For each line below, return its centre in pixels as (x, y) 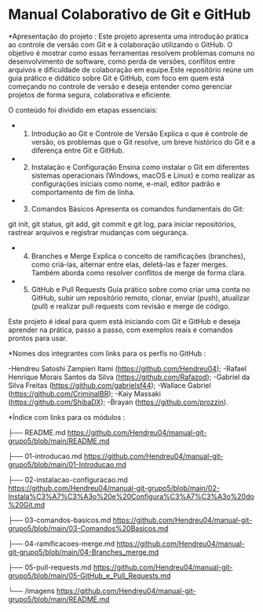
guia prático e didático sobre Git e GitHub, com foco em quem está (117, 78)
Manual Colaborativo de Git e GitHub (130, 15)
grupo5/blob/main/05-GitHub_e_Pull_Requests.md (89, 575)
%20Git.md (27, 504)
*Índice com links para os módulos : (67, 417)
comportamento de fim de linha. (83, 192)
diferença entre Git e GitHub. (78, 150)
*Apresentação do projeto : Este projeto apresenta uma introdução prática (128, 36)
